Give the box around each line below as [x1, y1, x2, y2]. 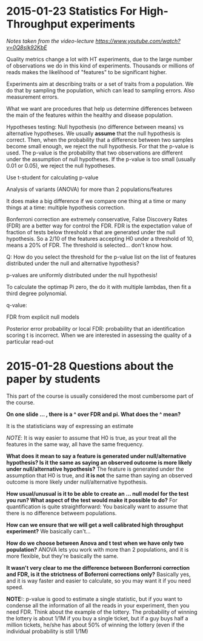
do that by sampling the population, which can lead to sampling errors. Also [6, 86, 195, 94]
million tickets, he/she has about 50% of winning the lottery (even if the [6, 621, 185, 628]
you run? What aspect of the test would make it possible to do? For [6, 496, 178, 504]
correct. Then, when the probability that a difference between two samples [6, 136, 194, 144]
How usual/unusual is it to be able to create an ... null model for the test [6, 490, 189, 497]
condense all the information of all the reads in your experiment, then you [6, 601, 190, 609]
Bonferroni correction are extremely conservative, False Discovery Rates [6, 215, 188, 223]
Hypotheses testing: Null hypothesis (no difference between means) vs [6, 123, 184, 130]
